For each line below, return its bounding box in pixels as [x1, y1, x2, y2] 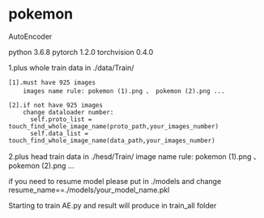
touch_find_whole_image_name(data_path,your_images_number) [8, 136, 216, 145]
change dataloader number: [23, 108, 114, 116]
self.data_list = [29, 129, 89, 137]
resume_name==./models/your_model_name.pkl [8, 185, 170, 195]
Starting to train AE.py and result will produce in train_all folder [8, 200, 217, 210]
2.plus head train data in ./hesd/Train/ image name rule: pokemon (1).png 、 [8, 151, 261, 161]
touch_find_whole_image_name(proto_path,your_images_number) [8, 122, 219, 130]
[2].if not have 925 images [8, 101, 104, 109]
